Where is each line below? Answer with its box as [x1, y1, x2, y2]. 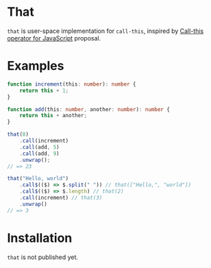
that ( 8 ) [7, 131, 29, 138]
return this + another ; [19, 112, 88, 119]
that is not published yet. [7, 253, 79, 261]
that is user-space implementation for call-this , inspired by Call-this [7, 27, 204, 35]
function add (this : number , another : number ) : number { [7, 106, 170, 113]
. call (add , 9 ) [19, 150, 60, 157]
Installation [7, 230, 73, 245]
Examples [7, 58, 64, 74]
